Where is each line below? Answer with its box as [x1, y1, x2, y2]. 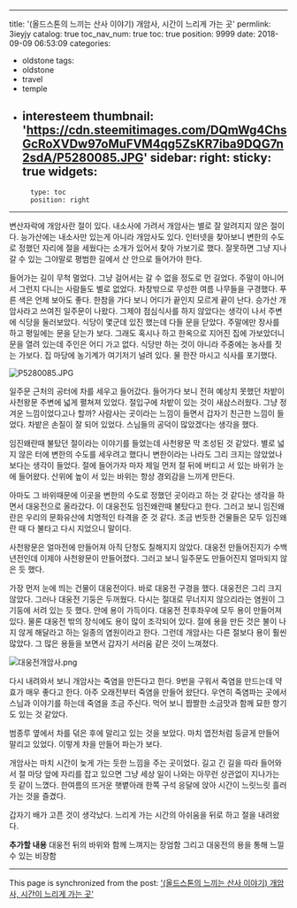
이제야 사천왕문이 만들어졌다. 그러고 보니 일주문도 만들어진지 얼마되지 [39, 552, 278, 563]
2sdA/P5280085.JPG [21, 150, 144, 165]
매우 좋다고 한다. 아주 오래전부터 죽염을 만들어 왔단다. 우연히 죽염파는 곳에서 [25, 687, 287, 697]
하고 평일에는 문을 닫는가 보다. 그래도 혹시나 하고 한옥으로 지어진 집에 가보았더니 [9, 327, 286, 338]
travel [21, 74, 43, 84]
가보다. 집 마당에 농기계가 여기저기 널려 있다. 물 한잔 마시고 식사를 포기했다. [18, 350, 278, 360]
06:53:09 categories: [34, 38, 111, 49]
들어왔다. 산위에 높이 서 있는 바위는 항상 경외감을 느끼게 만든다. [18, 471, 236, 481]
